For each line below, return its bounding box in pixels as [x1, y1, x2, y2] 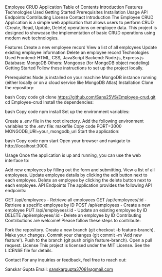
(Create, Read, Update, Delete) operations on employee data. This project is [5, 25, 157, 31]
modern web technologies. [5, 35, 59, 41]
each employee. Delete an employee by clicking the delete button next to [5, 177, 151, 183]
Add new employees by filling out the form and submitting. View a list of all [5, 167, 155, 173]
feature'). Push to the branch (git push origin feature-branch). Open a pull [5, 237, 152, 243]
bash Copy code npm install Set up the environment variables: [5, 109, 130, 114]
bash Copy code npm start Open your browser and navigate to [5, 138, 130, 144]
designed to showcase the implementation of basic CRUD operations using [5, 30, 156, 35]
